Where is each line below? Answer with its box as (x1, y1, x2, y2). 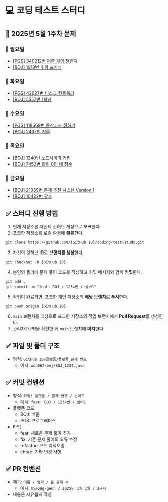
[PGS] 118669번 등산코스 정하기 (12, 122, 76, 128)
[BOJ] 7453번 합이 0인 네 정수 (12, 161, 73, 167)
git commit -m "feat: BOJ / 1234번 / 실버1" (5, 284, 97, 289)
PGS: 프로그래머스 (20, 417, 56, 423)
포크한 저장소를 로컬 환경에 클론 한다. (12, 230, 84, 236)
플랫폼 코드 (12, 405, 35, 411)
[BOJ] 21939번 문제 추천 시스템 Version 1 (12, 187, 95, 193)
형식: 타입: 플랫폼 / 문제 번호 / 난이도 (12, 392, 85, 398)
